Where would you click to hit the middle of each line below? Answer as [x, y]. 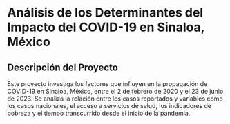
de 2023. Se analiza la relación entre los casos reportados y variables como [115, 99]
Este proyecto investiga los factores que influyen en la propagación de [107, 84]
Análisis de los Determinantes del [105, 13]
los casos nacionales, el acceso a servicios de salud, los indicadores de [109, 106]
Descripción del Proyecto [63, 67]
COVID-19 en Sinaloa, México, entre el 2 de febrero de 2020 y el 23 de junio [115, 91]
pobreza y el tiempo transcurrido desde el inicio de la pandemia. [99, 113]
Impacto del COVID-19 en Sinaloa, [106, 27]
